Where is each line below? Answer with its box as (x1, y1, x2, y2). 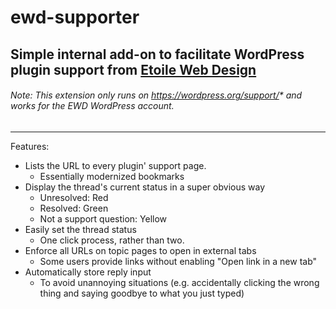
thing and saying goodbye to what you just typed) (39, 287, 245, 299)
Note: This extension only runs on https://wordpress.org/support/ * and (10, 89, 303, 101)
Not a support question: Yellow (39, 212, 168, 225)
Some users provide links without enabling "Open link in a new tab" (39, 255, 318, 267)
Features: (10, 140, 50, 152)
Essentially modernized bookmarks (39, 170, 185, 182)
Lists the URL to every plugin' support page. (24, 159, 207, 171)
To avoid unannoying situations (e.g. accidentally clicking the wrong (39, 276, 320, 288)
